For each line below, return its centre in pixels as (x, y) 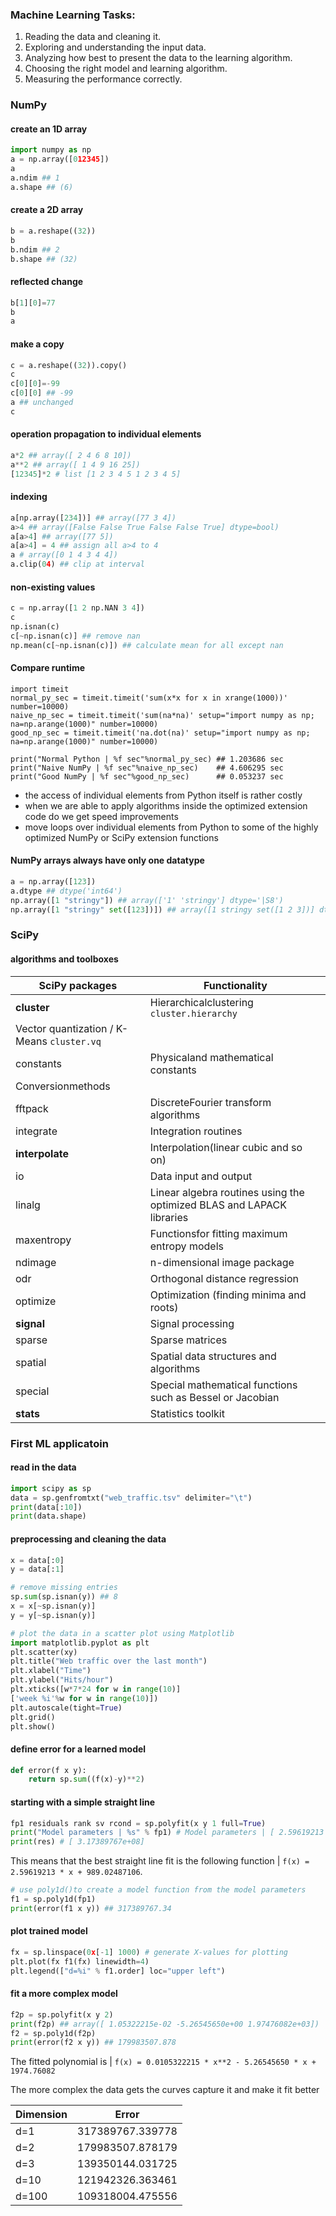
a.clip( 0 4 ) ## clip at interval (77, 564)
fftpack (32, 1108)
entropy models (186, 1246)
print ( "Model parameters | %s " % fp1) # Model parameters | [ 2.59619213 (167, 1833)
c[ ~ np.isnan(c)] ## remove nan (75, 636)
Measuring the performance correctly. (103, 79)
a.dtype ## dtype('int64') (66, 891)
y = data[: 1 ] (37, 1569)
